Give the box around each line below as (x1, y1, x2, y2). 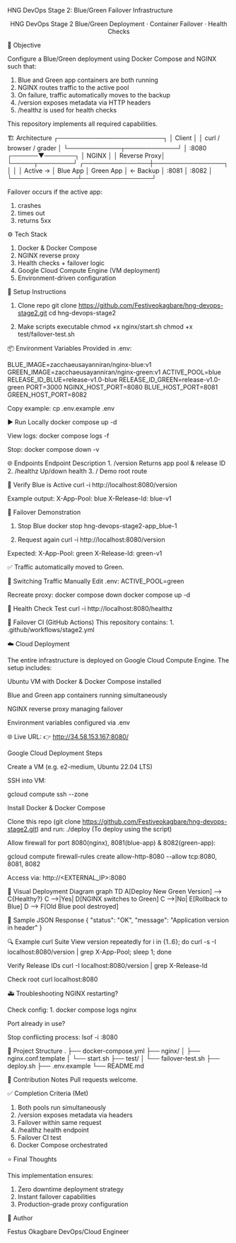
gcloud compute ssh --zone (7, 790, 89, 798)
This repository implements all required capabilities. (7, 119, 158, 128)
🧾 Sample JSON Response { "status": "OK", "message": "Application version (7, 916, 230, 924)
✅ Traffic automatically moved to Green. (7, 563, 124, 571)
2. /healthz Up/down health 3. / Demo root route (7, 467, 148, 475)
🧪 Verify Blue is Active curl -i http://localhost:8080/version (7, 481, 178, 489)
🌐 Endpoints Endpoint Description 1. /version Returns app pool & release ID (7, 459, 226, 467)
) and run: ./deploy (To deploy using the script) (36, 825, 172, 833)
